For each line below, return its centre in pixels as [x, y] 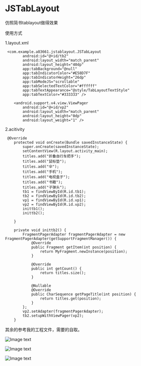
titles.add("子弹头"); [45, 187]
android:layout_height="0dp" [52, 116]
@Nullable [41, 286]
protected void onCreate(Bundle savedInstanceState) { [71, 142]
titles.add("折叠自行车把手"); [52, 156]
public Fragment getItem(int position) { [74, 247]
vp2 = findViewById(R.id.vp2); [54, 204]
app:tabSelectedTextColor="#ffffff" [60, 86]
